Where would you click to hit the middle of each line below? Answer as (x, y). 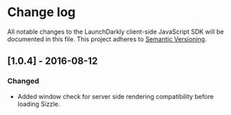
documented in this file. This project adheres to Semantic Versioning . (107, 39)
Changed (24, 81)
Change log (41, 12)
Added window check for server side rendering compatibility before (115, 96)
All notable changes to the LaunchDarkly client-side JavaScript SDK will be (116, 32)
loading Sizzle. (39, 104)
